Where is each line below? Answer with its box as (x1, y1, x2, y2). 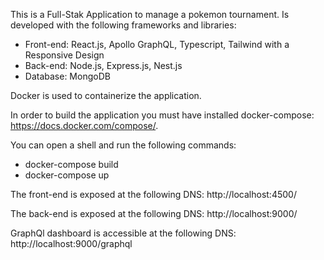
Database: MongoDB (24, 70, 111, 82)
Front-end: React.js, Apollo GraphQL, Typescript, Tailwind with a (24, 39, 290, 50)
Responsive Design (24, 49, 105, 61)
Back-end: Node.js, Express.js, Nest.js (24, 60, 183, 71)
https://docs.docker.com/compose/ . (10, 120, 159, 131)
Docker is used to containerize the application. (10, 90, 202, 101)
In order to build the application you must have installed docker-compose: (10, 109, 315, 121)
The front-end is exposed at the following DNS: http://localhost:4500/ (10, 189, 297, 200)
